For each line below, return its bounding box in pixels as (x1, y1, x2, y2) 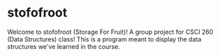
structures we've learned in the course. (7, 42, 121, 50)
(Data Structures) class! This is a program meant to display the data (7, 35, 202, 43)
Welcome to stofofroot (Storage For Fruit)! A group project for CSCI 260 (7, 28, 214, 36)
